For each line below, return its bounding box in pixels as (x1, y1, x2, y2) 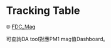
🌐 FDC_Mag (6, 23, 36, 30)
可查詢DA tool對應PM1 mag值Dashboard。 (6, 35, 109, 42)
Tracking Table (6, 4, 80, 17)
